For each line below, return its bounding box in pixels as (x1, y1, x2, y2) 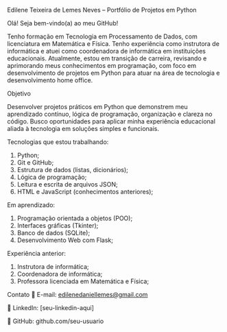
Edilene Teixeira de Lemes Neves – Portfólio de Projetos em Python (7, 6, 197, 14)
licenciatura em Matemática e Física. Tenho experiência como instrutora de (7, 40, 219, 47)
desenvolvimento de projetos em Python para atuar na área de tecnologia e (7, 69, 220, 77)
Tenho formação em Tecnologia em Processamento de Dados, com (7, 32, 198, 40)
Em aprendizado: (7, 201, 56, 209)
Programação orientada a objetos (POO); (16, 214, 133, 222)
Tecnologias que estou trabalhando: (7, 138, 109, 146)
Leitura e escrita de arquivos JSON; (16, 180, 118, 188)
